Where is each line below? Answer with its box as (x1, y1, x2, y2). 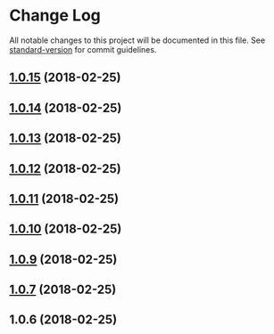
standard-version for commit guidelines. (9, 44, 157, 54)
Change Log (9, 5, 101, 26)
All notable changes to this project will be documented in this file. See (9, 35, 266, 45)
